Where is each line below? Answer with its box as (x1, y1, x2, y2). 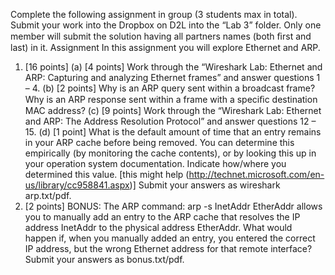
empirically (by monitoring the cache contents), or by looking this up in (24, 147, 317, 159)
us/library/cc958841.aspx (24, 179, 130, 191)
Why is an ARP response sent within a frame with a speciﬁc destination (24, 94, 318, 105)
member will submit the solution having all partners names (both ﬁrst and (10, 30, 312, 42)
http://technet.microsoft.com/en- (188, 169, 325, 180)
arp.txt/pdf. (24, 190, 72, 201)
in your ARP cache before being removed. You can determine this (24, 137, 295, 148)
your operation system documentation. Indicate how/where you (24, 158, 287, 169)
